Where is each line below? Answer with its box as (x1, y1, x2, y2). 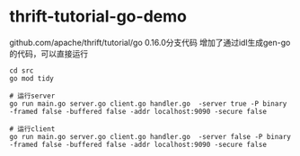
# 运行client (9, 124, 56, 134)
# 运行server (9, 91, 56, 100)
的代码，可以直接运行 (9, 48, 88, 59)
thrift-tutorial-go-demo (9, 6, 187, 27)
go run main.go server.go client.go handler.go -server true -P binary (9, 99, 287, 108)
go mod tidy (9, 74, 54, 82)
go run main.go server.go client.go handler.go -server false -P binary (9, 132, 292, 141)
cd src (9, 65, 34, 75)
